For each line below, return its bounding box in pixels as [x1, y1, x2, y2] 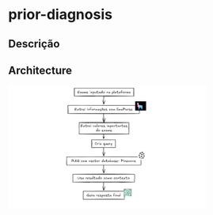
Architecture [8, 63, 73, 77]
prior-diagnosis [8, 6, 113, 24]
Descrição [8, 37, 60, 51]
